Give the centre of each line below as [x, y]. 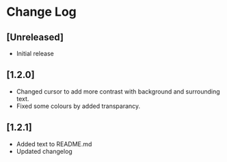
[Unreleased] [35, 37]
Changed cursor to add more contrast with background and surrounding [118, 91]
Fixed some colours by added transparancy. [78, 106]
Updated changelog [44, 151]
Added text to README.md [54, 144]
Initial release [35, 53]
